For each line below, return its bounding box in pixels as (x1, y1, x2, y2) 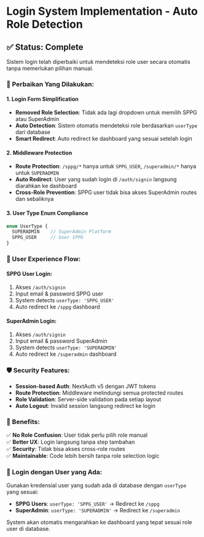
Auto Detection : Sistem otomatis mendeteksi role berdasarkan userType (15, 122, 198, 130)
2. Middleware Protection (6, 149, 73, 156)
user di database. (6, 525, 51, 533)
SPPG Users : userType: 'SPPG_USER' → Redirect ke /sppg (15, 500, 160, 508)
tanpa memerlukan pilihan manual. (6, 65, 94, 72)
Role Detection (6, 17, 83, 31)
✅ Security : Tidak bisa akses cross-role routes (6, 445, 125, 452)
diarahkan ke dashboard (15, 182, 77, 190)
